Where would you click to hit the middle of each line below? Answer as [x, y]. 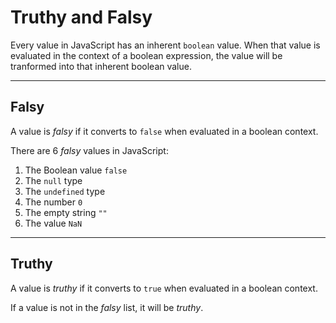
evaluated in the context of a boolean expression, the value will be [146, 55]
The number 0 [53, 202]
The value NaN [53, 223]
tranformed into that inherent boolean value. [101, 66]
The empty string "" [66, 212]
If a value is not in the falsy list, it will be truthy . [107, 307]
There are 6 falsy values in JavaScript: [89, 150]
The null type [53, 180]
